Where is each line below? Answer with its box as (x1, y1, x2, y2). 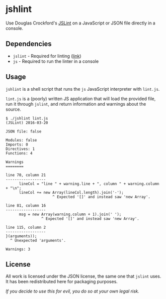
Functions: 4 (5, 150, 33, 155)
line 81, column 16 (5, 203, 46, 208)
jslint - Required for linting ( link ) (12, 53, 82, 59)
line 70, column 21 (5, 172, 46, 177)
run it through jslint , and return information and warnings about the (5, 101, 146, 107)
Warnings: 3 (5, 247, 30, 252)
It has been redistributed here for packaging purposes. (5, 279, 118, 285)
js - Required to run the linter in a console (12, 58, 99, 64)
